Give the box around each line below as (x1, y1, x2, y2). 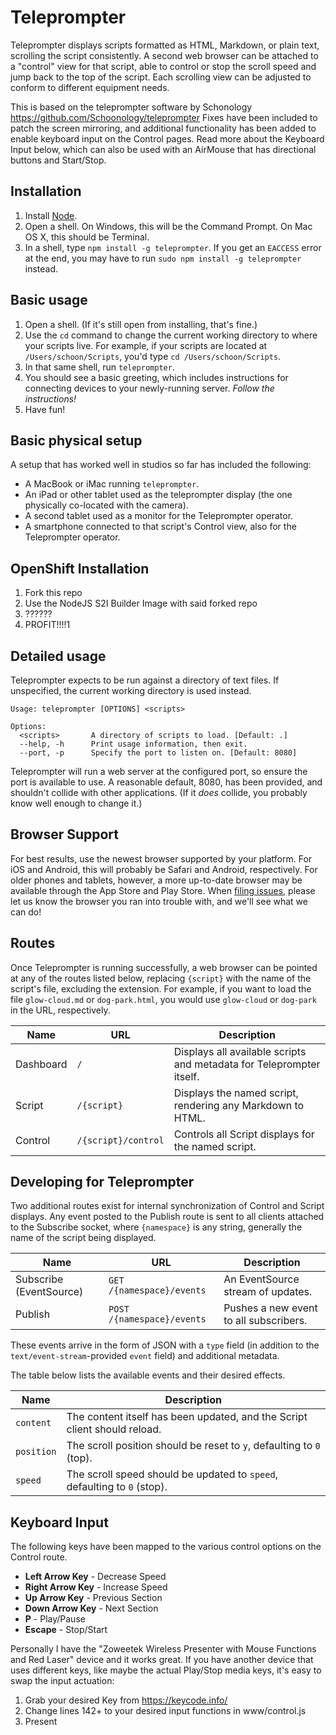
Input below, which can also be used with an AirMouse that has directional (10, 143, 317, 155)
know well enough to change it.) (10, 797, 143, 809)
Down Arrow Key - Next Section (24, 1602, 159, 1615)
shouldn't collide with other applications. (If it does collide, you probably (10, 787, 308, 798)
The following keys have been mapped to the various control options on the (10, 1541, 322, 1553)
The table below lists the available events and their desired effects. (10, 1369, 286, 1381)
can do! (10, 906, 42, 918)
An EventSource (223, 1272, 300, 1286)
